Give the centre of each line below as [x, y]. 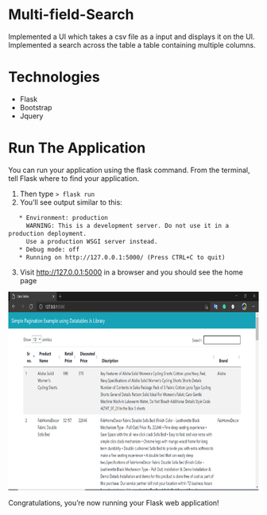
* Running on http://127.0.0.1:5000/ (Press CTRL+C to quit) [122, 257]
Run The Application [77, 148]
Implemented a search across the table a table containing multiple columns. [132, 44]
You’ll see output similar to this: [71, 202]
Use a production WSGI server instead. [92, 241]
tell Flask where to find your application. [74, 178]
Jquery [31, 116]
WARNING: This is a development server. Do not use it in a [127, 225]
